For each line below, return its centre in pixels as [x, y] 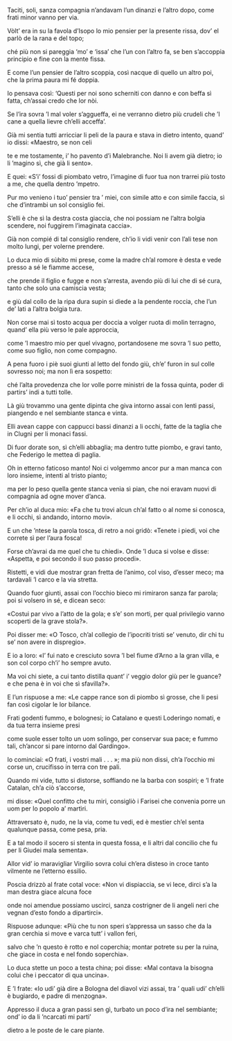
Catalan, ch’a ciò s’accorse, [46, 788]
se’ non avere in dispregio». [47, 642]
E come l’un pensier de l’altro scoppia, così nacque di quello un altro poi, [110, 73]
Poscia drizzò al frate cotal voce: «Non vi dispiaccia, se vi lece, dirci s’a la [112, 885]
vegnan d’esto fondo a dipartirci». [55, 913]
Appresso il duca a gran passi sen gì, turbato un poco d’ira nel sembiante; [113, 1009]
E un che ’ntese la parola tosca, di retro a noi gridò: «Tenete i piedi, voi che [114, 531]
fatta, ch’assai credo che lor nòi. [53, 101]
